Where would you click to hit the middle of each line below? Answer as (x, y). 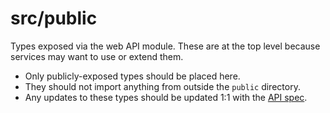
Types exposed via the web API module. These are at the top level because (165, 46)
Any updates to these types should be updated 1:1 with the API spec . (166, 97)
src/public (54, 18)
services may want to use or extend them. (97, 56)
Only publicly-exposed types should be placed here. (132, 76)
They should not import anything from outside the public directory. (162, 86)
